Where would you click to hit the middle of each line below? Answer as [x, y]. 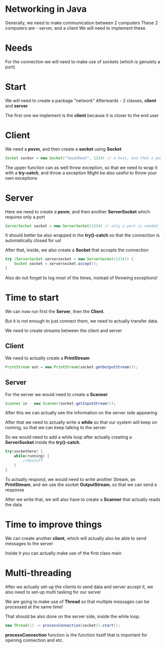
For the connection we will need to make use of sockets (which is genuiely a [83, 61]
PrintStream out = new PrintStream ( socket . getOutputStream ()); [72, 367]
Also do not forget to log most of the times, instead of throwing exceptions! [82, 278]
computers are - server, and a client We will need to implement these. [76, 28]
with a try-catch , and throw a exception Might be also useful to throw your [81, 173]
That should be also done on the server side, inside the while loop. [73, 616]
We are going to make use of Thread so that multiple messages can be [77, 602]
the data [14, 504]
